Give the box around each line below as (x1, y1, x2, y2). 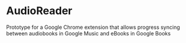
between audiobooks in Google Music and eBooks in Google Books (6, 29, 171, 37)
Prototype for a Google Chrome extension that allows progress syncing (6, 24, 180, 31)
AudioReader (6, 4, 72, 18)
